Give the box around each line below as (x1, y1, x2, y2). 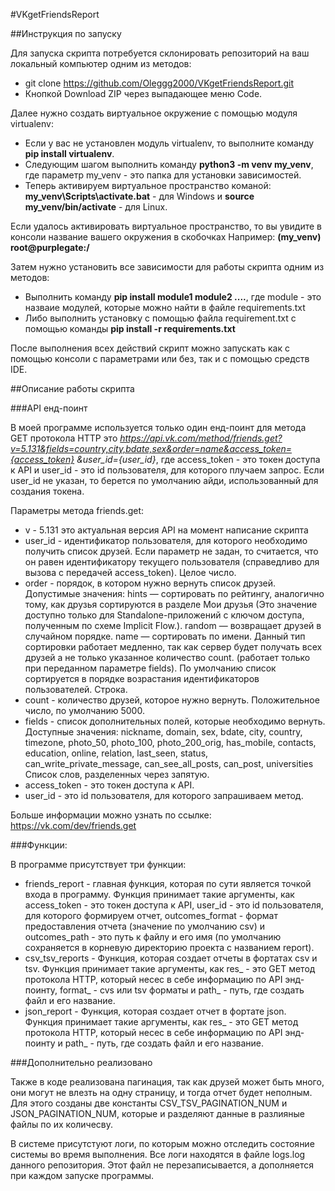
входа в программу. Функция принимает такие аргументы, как (24, 889, 295, 900)
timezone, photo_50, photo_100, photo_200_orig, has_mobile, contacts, (24, 737, 317, 748)
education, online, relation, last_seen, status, (24, 747, 209, 759)
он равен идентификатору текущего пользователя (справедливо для (24, 556, 320, 568)
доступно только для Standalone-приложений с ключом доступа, (24, 609, 305, 621)
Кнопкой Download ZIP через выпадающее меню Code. (24, 88, 263, 99)
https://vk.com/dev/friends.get (10, 820, 137, 831)
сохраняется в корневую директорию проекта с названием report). (24, 942, 315, 953)
